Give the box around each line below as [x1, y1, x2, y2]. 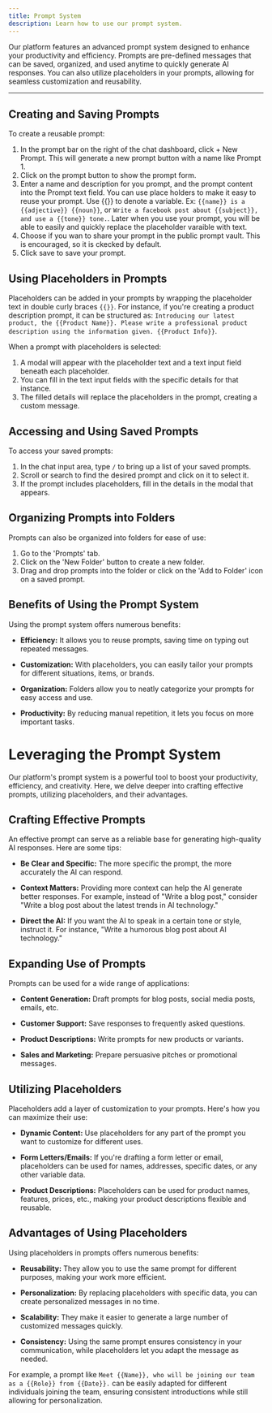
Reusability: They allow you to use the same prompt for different [19, 1264, 237, 1273]
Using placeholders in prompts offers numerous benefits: [8, 1247, 199, 1257]
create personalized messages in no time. [19, 1296, 160, 1306]
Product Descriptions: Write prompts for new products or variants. [19, 1035, 244, 1044]
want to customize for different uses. [19, 1136, 143, 1146]
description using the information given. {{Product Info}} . [8, 326, 218, 336]
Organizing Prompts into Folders [8, 511, 176, 525]
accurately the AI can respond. [19, 867, 123, 877]
